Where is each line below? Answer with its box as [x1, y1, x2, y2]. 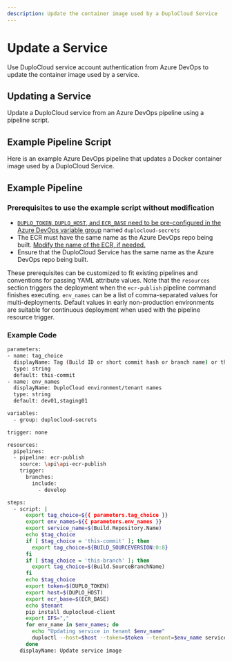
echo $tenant [25, 602, 64, 609]
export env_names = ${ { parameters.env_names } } [25, 518, 162, 525]
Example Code [7, 330, 57, 340]
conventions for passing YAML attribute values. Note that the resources [7, 276, 211, 284]
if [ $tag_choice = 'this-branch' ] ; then [25, 557, 150, 564]
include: [32, 479, 57, 487]
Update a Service [7, 39, 108, 55]
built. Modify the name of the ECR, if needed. [17, 240, 146, 249]
